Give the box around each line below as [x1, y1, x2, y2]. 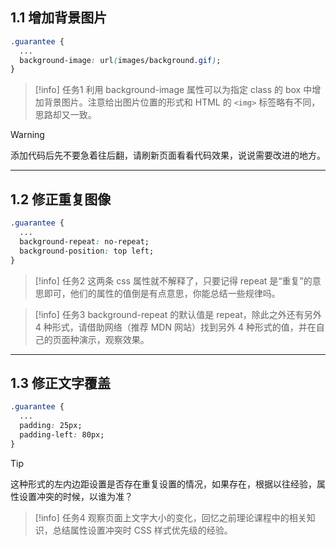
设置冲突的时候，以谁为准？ [18, 490, 133, 502]
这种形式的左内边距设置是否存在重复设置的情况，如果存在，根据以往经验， [10, 478, 317, 490]
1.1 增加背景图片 [10, 9, 108, 27]
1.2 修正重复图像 [10, 191, 112, 208]
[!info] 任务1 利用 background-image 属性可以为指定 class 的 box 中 [34, 84, 313, 96]
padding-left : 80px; [19, 429, 105, 440]
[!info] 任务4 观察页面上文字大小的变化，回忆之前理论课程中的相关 [34, 511, 307, 523]
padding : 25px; [19, 421, 83, 431]
